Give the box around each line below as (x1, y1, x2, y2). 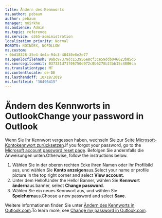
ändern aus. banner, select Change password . (12, 183, 104, 188)
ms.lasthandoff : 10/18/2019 (5, 75, 62, 80)
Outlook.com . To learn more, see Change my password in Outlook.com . (5, 207, 147, 213)
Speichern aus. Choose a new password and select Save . (12, 193, 126, 199)
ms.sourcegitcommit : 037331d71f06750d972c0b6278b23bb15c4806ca (5, 61, 136, 66)
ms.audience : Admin (5, 25, 45, 30)
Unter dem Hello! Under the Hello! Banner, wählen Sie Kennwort (12, 177, 140, 183)
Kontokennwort (5, 142, 36, 148)
